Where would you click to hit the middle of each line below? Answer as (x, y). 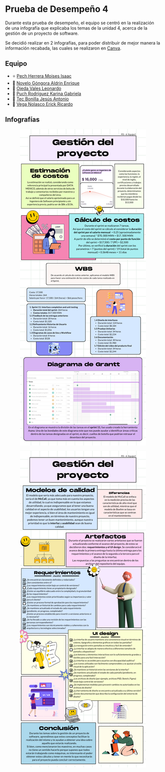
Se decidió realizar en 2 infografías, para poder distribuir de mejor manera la (83, 43)
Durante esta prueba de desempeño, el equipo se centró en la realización (80, 23)
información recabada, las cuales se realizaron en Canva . (63, 48)
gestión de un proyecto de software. (42, 33)
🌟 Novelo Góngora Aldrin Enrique (46, 83)
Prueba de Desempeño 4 (57, 9)
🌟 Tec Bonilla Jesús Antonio (40, 99)
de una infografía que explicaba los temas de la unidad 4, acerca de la (76, 28)
